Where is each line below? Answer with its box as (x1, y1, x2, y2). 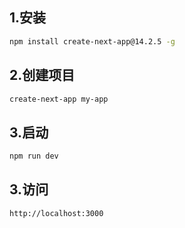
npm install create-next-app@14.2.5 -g (9, 36, 176, 47)
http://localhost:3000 (9, 208, 104, 218)
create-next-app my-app (9, 94, 109, 104)
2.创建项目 (9, 67, 76, 84)
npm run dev (9, 151, 59, 162)
